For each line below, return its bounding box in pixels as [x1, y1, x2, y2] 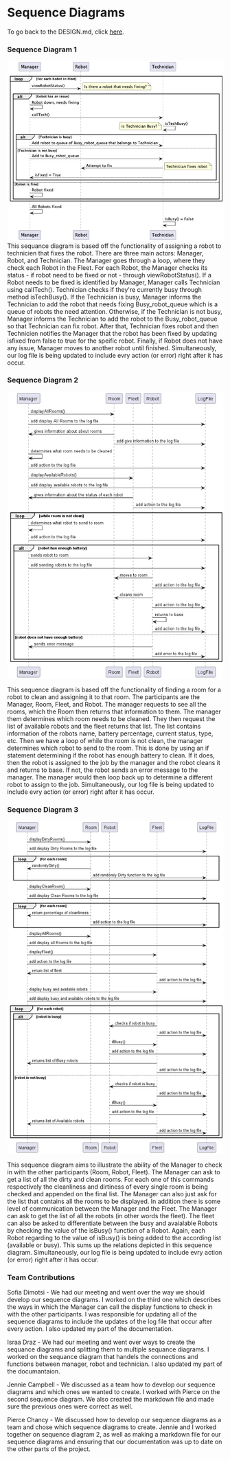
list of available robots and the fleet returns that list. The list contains [7, 722, 201, 730]
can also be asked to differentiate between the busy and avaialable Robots [7, 1219, 218, 1227]
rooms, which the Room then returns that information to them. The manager [7, 707, 221, 716]
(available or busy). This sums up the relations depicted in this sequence [7, 1241, 213, 1249]
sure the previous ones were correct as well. [7, 1402, 133, 1411]
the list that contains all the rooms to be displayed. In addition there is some [7, 1197, 221, 1206]
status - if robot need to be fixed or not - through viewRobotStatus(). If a [7, 271, 211, 279]
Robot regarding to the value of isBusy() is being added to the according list [7, 1234, 222, 1242]
